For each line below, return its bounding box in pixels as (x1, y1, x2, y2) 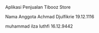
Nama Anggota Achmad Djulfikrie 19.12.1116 (5, 14, 94, 19)
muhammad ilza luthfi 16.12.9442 (5, 23, 73, 29)
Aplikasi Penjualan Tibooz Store (5, 4, 71, 10)
